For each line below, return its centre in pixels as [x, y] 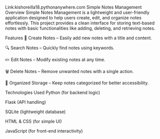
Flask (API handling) [26, 102]
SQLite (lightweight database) [35, 112]
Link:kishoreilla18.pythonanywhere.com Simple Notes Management [74, 7]
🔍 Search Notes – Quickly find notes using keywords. [60, 48]
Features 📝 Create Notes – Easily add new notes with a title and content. [79, 38]
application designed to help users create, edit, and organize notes [73, 18]
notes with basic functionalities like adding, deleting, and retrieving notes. [80, 28]
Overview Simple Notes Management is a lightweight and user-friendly [77, 12]
